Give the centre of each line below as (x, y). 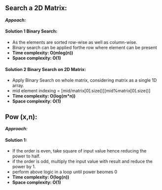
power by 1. (24, 167)
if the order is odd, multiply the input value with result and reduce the (82, 161)
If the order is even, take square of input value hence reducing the (79, 151)
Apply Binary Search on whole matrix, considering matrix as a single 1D (84, 80)
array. (18, 85)
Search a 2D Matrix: (36, 8)
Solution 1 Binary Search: (31, 31)
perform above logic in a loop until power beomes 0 (65, 172)
